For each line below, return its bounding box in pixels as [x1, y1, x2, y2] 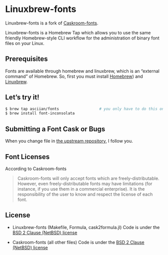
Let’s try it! [5, 93, 39, 102]
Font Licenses [5, 152, 50, 161]
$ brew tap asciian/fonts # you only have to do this [5, 106, 157, 111]
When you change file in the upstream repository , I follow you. [5, 138, 133, 144]
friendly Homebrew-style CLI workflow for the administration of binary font [5, 35, 159, 41]
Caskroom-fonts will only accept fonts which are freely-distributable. [17, 175, 159, 181]
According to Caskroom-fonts [5, 166, 66, 172]
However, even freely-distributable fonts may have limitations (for [17, 181, 152, 187]
